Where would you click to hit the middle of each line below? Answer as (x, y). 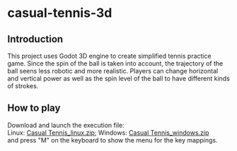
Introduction (35, 39)
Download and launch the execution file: (66, 125)
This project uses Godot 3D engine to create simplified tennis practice (109, 56)
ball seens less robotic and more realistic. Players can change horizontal (113, 71)
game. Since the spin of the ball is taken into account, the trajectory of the (115, 64)
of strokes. (23, 86)
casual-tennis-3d (60, 13)
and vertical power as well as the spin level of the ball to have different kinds (118, 78)
